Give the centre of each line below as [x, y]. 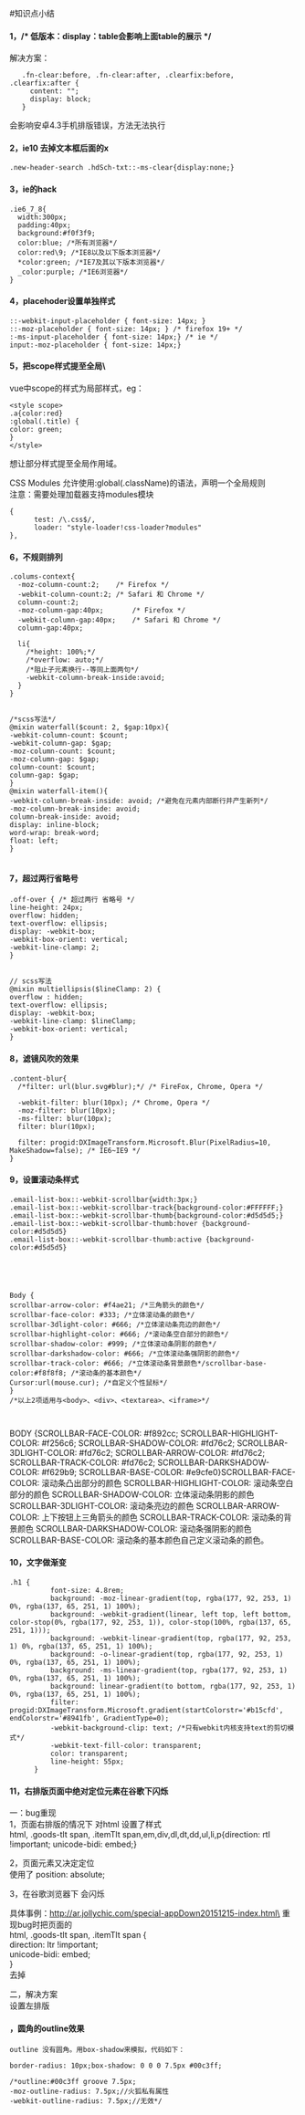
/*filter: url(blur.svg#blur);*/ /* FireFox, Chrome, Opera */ [140, 1086]
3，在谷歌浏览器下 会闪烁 [57, 1894]
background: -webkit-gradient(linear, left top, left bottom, [171, 1615]
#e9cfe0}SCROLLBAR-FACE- [241, 1471]
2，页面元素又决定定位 [52, 1863]
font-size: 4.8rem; [87, 1591]
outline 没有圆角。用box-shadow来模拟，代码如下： [97, 2050]
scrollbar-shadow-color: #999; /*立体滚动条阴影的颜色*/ [113, 1344]
